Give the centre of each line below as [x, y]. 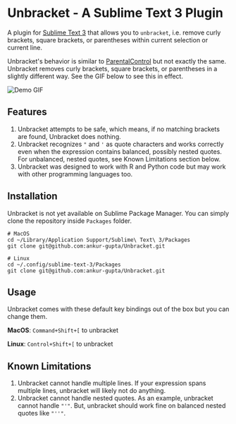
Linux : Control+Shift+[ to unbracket [60, 344]
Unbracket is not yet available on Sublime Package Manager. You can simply [118, 213]
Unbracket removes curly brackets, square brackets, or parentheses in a [112, 68]
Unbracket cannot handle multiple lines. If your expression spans [112, 383]
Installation [32, 196]
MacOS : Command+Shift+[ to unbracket [63, 330]
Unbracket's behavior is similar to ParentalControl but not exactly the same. [117, 61]
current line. [25, 47]
